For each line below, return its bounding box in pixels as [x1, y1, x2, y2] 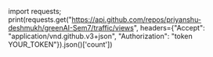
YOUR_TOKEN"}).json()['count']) [8, 40, 113, 49]
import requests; [8, 7, 62, 16]
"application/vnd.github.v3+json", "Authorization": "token [8, 31, 193, 41]
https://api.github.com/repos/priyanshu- [71, 15, 202, 24]
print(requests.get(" [8, 15, 72, 24]
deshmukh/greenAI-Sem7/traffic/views [8, 23, 135, 32]
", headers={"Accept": [133, 23, 205, 32]
